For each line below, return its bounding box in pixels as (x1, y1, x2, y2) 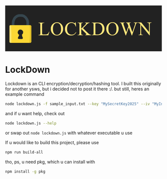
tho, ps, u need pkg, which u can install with (5, 159, 95, 165)
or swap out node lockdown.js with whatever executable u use (5, 130, 133, 136)
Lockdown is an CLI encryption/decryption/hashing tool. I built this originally (5, 81, 162, 87)
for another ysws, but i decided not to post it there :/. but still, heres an (5, 86, 150, 92)
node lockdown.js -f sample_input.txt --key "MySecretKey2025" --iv (5, 102, 150, 107)
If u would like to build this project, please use (5, 139, 99, 145)
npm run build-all (5, 150, 43, 155)
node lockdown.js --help (5, 121, 57, 126)
